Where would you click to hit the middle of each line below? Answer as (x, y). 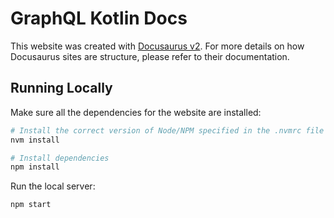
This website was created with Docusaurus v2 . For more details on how (157, 46)
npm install (35, 167)
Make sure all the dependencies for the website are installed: (136, 112)
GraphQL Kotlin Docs (99, 18)
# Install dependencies (60, 158)
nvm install (35, 140)
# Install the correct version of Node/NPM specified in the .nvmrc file (167, 130)
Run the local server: (53, 186)
